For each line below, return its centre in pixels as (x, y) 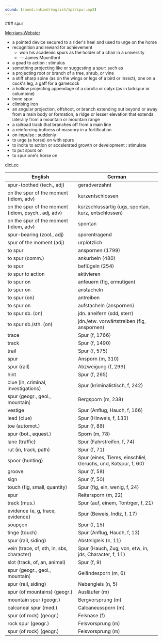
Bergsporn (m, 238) (101, 399)
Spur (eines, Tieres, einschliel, (112, 457)
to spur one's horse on (35, 155)
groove (16, 471)
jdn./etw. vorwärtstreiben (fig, (112, 321)
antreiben (89, 297)
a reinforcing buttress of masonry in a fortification (62, 129)
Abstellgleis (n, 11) (99, 540)
